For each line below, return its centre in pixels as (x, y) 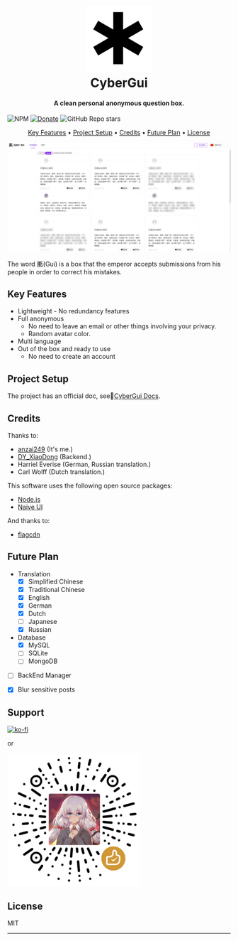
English (39, 597)
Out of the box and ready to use (64, 349)
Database (32, 638)
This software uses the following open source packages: (90, 485)
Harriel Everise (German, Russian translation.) (84, 464)
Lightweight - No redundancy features (73, 311)
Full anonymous (41, 319)
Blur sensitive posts (46, 689)
